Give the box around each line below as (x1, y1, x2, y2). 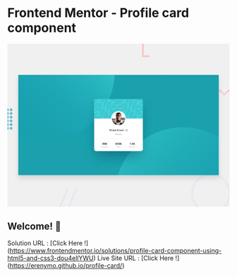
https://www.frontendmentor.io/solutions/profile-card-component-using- (9, 247, 222, 255)
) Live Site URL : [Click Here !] (93, 254, 180, 262)
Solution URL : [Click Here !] (7, 239, 89, 247)
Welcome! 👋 (7, 220, 61, 232)
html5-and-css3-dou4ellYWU (7, 254, 94, 262)
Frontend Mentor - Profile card (7, 5, 189, 21)
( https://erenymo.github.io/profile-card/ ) (7, 261, 125, 270)
